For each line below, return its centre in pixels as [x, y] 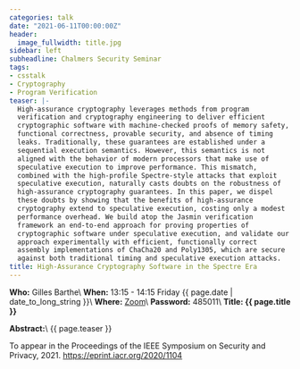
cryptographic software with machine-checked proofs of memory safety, [154, 126]
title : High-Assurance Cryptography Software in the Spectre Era [133, 267]
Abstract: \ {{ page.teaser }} [61, 328]
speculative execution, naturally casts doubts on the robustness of [149, 184]
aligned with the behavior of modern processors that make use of [143, 159]
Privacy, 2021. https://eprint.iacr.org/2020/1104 [96, 355]
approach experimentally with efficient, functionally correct [137, 242]
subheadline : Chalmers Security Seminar [86, 59]
